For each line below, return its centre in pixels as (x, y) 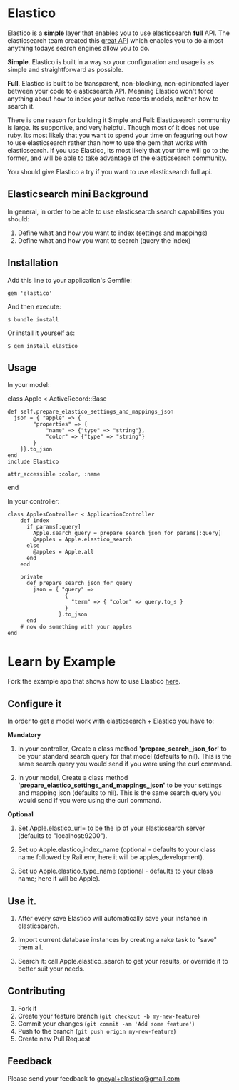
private (31, 577)
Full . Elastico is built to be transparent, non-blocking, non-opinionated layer (118, 83)
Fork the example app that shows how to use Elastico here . (94, 681)
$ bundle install (33, 319)
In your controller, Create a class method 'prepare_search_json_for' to (122, 749)
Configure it (35, 704)
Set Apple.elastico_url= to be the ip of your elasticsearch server (111, 828)
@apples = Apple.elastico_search (83, 540)
